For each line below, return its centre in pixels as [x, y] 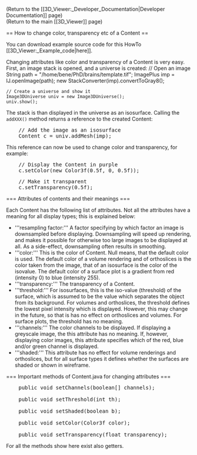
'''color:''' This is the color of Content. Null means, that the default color [102, 252]
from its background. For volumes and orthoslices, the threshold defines [102, 302]
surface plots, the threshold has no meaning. [69, 321]
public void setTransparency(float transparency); [93, 435]
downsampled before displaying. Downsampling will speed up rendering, [103, 234]
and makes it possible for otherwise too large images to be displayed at [101, 240]
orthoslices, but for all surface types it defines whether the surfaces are [102, 359]
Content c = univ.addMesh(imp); [65, 136]
